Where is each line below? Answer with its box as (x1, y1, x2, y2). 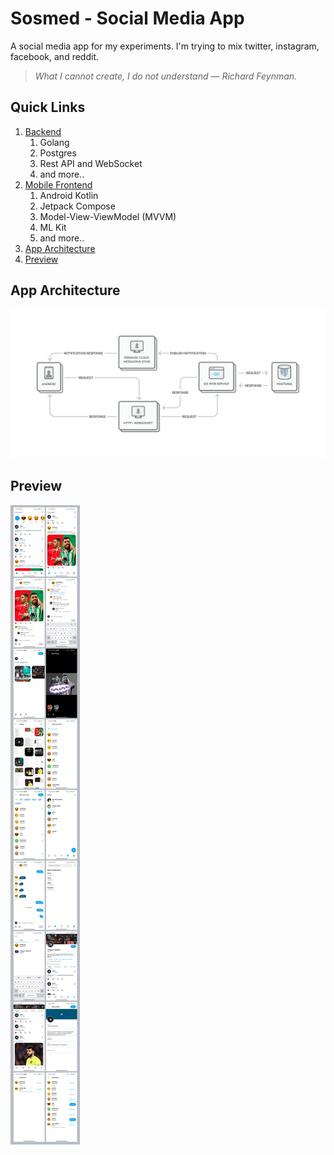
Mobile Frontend (24, 178, 93, 191)
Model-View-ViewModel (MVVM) (39, 210, 177, 222)
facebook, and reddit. (10, 50, 99, 62)
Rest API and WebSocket (39, 157, 143, 169)
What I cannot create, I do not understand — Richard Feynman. (34, 70, 298, 82)
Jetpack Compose (39, 200, 116, 212)
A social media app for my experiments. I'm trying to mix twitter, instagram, (10, 40, 320, 52)
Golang (39, 136, 70, 148)
